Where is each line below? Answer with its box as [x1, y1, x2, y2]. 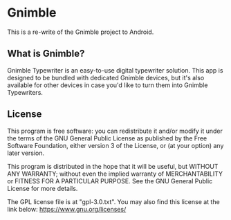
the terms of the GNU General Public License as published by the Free [7, 134, 207, 143]
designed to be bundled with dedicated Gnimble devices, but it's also [7, 73, 205, 82]
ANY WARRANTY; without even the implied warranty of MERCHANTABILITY [7, 169, 223, 178]
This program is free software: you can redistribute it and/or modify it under [7, 127, 223, 135]
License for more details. [7, 184, 78, 192]
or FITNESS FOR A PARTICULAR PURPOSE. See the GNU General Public [7, 176, 213, 185]
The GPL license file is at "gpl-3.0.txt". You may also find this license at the [7, 197, 220, 205]
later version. [7, 149, 45, 157]
